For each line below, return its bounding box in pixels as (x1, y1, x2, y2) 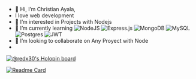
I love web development (14, 12, 74, 19)
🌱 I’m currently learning (14, 24, 73, 31)
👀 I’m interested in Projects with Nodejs (14, 18, 112, 25)
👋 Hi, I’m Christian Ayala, (14, 6, 76, 12)
